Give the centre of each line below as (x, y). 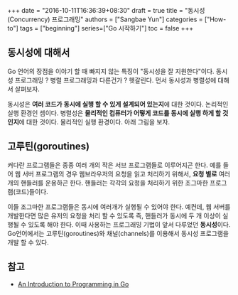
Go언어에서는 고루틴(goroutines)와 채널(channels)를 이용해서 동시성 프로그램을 (118, 233)
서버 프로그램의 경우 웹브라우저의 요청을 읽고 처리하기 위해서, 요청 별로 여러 (126, 173)
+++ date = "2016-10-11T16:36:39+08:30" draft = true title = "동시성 (106, 10)
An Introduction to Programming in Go (73, 284)
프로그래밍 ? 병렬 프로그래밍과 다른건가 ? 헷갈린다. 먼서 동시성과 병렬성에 (115, 80)
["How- (216, 19)
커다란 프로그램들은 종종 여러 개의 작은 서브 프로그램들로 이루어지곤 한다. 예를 (114, 165)
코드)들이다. (32, 191)
